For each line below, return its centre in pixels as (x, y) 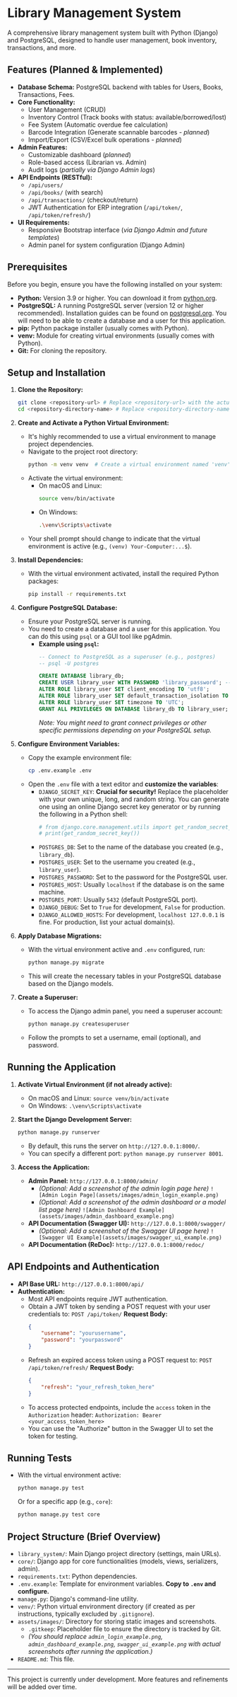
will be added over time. (42, 1687)
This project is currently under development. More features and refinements (118, 1679)
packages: (43, 581)
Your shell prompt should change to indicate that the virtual (114, 539)
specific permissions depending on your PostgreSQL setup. (125, 730)
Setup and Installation (56, 373)
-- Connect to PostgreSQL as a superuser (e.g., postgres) (127, 657)
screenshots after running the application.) (90, 1651)
